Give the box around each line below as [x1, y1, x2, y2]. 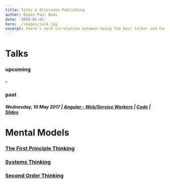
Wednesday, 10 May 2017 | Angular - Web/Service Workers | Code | [5, 104, 151, 110]
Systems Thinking [5, 158, 51, 165]
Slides [5, 109, 19, 115]
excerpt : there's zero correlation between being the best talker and [5, 26, 157, 31]
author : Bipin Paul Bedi [5, 12, 58, 17]
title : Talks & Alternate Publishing [5, 7, 85, 13]
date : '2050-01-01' [5, 17, 47, 22]
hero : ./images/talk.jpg [5, 21, 58, 27]
